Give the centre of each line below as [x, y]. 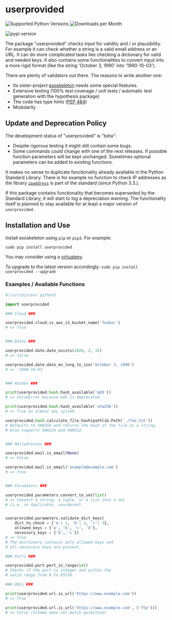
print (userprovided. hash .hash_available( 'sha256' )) [62, 407]
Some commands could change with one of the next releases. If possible [90, 151]
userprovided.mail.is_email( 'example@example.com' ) [62, 467]
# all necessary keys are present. [43, 547]
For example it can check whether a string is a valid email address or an [81, 49]
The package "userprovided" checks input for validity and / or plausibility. [83, 43]
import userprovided [27, 304]
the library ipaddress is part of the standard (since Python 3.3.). [72, 183]
